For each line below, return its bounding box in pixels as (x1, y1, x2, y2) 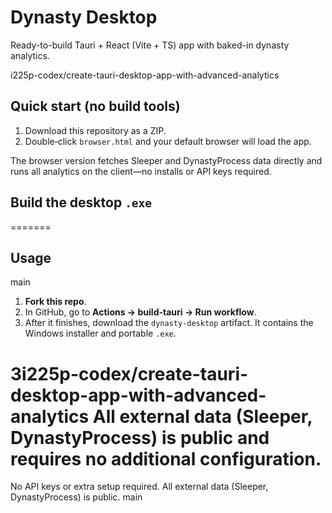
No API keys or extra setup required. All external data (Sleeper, (10, 481, 269, 493)
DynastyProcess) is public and (10, 426, 270, 449)
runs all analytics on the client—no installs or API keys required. (10, 165, 272, 177)
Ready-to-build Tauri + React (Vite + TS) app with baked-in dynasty (10, 39, 290, 51)
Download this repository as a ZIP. (24, 124, 167, 136)
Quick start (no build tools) (10, 98, 181, 115)
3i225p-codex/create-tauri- (10, 362, 249, 385)
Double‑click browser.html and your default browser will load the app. (24, 135, 312, 147)
